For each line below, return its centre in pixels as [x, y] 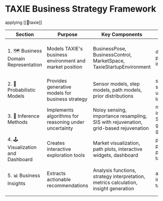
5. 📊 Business [24, 176]
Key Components [122, 34]
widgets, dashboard [115, 155]
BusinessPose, [110, 49]
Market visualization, [116, 143]
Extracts [56, 173]
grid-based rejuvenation [121, 128]
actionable [59, 179]
